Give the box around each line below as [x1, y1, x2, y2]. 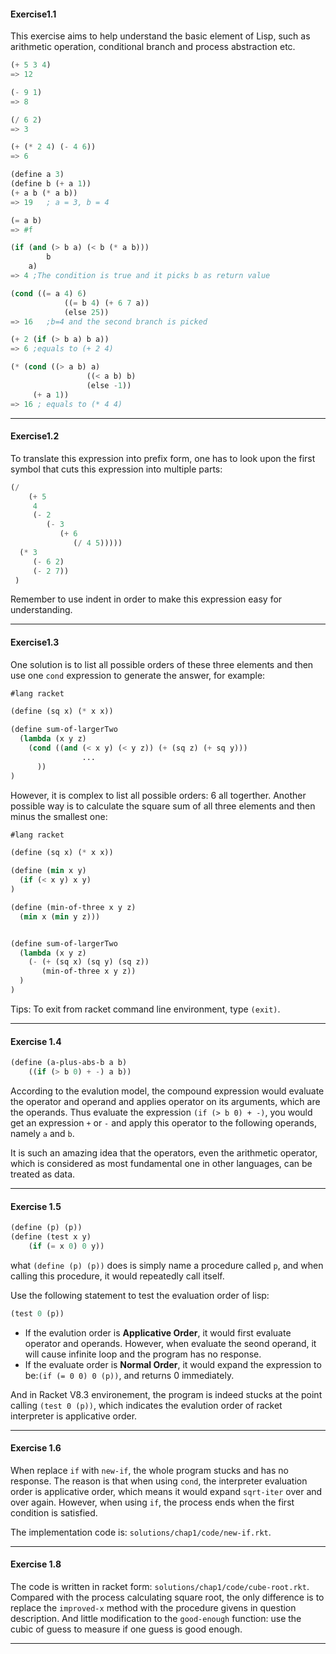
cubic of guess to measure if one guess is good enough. [10, 1623, 243, 1635]
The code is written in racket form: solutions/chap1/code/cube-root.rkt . [10, 1581, 310, 1593]
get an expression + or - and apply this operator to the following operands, [10, 1116, 317, 1129]
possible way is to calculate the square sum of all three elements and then [10, 800, 316, 812]
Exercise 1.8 [10, 1558, 62, 1570]
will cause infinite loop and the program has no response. [24, 1348, 262, 1360]
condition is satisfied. [10, 1506, 98, 1519]
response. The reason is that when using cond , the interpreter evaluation [10, 1475, 308, 1487]
